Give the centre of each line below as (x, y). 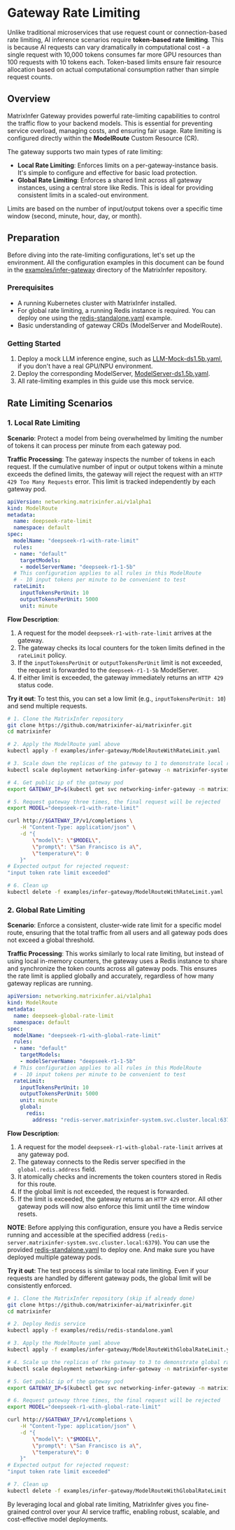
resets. (27, 1214)
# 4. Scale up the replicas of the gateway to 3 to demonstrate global (114, 1362)
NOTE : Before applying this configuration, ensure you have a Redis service (115, 1227)
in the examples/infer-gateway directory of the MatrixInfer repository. (107, 269)
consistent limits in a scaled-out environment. (83, 195)
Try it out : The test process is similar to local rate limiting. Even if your (108, 1270)
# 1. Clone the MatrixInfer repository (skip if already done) (101, 1298)
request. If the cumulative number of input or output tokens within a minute (115, 466)
